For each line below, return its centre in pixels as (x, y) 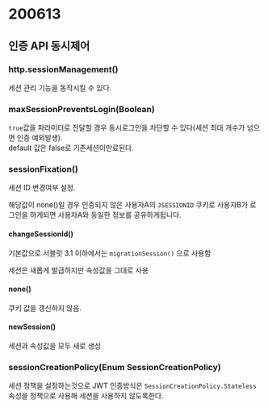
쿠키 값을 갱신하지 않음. (45, 308)
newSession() (32, 327)
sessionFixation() (43, 169)
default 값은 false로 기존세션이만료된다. (71, 148)
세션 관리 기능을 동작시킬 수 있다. (60, 87)
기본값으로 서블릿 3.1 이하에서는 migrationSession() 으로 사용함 (110, 253)
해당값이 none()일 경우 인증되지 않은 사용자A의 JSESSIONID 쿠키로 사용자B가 (128, 205)
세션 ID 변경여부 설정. (42, 188)
